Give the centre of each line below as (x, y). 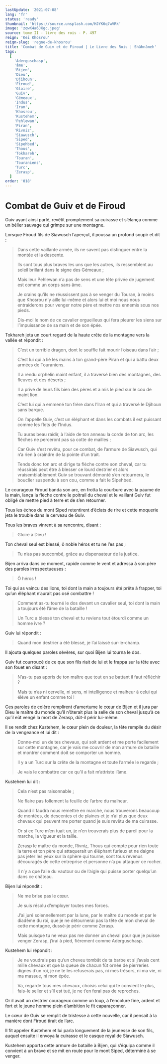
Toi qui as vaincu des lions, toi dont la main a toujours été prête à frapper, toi (83, 588)
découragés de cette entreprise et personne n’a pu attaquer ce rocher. (89, 861)
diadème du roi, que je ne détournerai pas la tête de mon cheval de (86, 920)
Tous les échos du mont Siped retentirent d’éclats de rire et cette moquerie (82, 510)
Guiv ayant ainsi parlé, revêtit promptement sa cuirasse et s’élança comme (82, 219)
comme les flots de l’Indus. (45, 425)
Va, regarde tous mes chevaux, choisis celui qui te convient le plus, (86, 985)
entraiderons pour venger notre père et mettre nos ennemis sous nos (88, 305)
